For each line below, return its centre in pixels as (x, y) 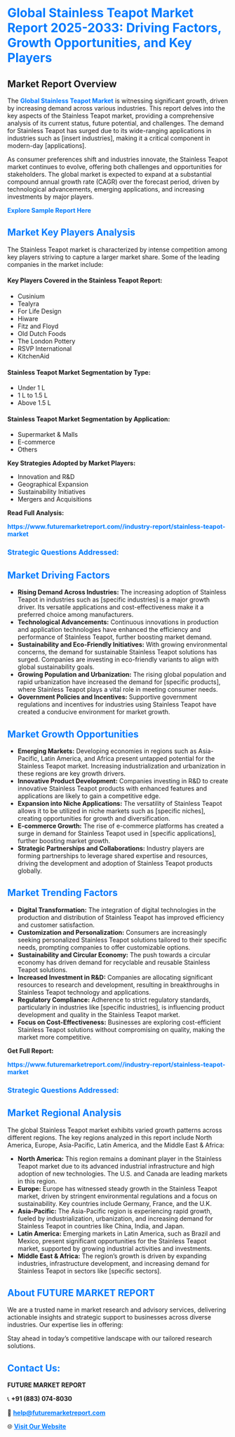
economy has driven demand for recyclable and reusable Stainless (114, 962)
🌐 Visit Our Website (37, 1426)
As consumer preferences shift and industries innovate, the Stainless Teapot (117, 159)
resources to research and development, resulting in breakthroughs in (118, 985)
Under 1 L (31, 388)
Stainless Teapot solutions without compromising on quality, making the (121, 1029)
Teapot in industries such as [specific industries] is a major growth (114, 599)
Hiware (28, 319)
